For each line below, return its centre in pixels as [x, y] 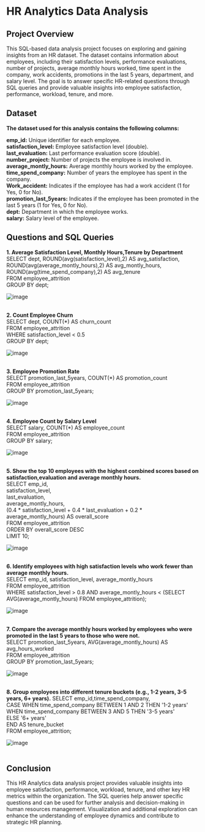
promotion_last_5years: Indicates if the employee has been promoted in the [102, 199]
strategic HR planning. [34, 822]
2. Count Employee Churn [40, 315]
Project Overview [40, 34]
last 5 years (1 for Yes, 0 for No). [47, 205]
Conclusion [29, 769]
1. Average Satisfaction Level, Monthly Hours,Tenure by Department [95, 252]
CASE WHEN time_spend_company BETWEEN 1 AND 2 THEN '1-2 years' [97, 705]
